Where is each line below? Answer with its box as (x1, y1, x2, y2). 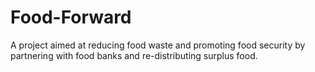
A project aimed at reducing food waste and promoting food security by (10, 39, 306, 51)
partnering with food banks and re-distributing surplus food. (10, 49, 258, 61)
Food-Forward (10, 6, 132, 29)
